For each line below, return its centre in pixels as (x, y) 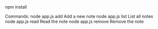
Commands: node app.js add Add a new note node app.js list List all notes (79, 16)
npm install (16, 7)
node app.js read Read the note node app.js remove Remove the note (75, 22)
